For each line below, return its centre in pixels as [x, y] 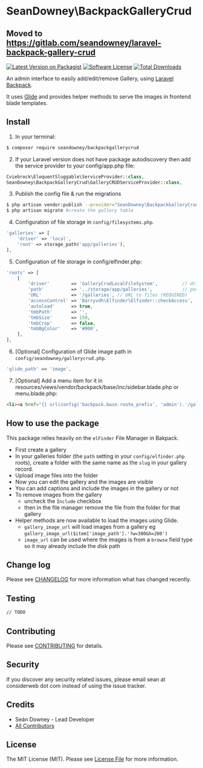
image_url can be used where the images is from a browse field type [108, 540]
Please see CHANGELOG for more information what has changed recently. [99, 579]
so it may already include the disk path [72, 546]
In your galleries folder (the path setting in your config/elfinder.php [100, 456]
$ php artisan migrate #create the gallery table [70, 211]
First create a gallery [40, 450]
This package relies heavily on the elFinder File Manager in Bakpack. [93, 438]
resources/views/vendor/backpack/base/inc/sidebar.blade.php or [97, 387]
